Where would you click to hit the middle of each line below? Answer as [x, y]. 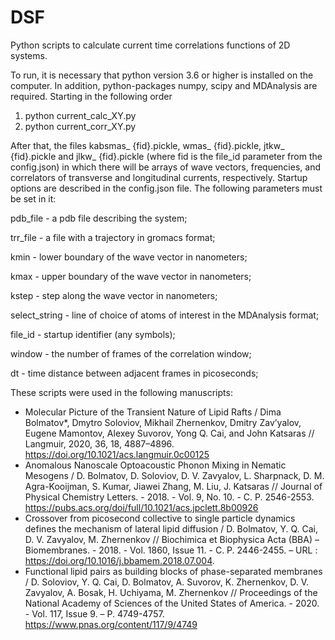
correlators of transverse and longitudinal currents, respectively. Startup [159, 177]
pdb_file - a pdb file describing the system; [99, 218]
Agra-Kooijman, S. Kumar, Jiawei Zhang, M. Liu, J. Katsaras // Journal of [173, 486]
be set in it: [33, 198]
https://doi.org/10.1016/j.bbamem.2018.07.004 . [119, 560]
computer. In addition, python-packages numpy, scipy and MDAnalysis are [164, 85]
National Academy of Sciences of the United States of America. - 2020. [172, 603]
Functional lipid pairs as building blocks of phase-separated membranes [173, 571]
